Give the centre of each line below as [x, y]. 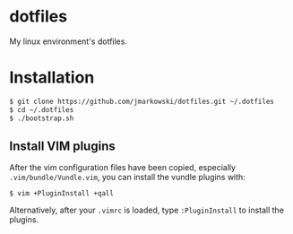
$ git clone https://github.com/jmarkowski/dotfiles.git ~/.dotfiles [142, 101]
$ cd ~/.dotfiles [42, 109]
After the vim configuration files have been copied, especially [122, 168]
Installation [52, 78]
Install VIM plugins [62, 146]
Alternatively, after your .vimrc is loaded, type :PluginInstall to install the [147, 210]
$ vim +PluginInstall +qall [62, 194]
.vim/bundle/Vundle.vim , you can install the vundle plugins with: [128, 178]
